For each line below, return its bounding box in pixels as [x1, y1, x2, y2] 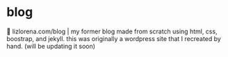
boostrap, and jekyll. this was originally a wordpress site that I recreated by [6, 34, 222, 42]
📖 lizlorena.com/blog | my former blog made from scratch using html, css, [6, 27, 218, 35]
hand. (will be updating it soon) [6, 42, 95, 50]
